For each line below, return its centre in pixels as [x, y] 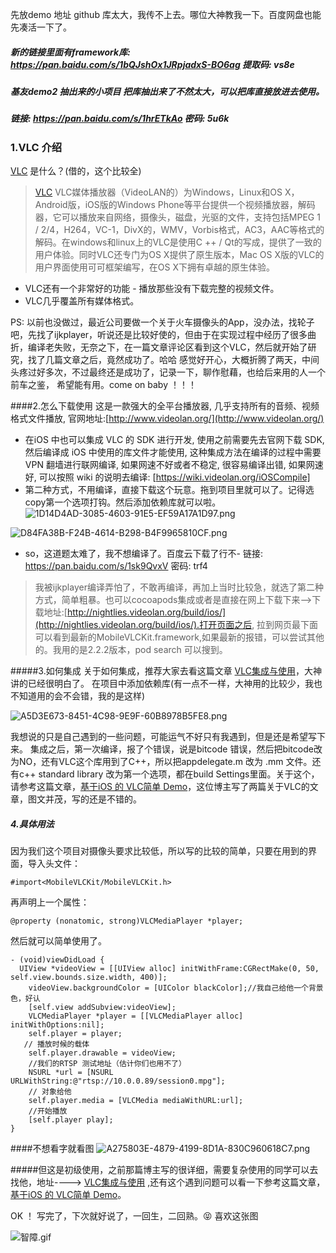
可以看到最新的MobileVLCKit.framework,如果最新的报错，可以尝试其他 [179, 637]
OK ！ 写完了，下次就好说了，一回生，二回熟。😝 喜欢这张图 [134, 1216]
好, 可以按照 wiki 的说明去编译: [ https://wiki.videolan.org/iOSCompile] [167, 477]
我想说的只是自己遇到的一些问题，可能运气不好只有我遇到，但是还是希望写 [163, 737]
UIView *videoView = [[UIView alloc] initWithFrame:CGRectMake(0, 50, [169, 969]
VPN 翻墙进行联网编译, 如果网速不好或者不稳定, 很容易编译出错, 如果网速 [174, 465]
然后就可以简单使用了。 [58, 941]
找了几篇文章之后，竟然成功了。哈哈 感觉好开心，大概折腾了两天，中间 [173, 360]
